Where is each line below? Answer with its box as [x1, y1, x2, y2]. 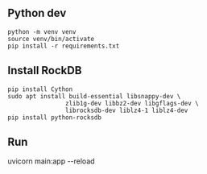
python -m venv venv [7, 27, 77, 35]
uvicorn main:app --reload [7, 156, 95, 166]
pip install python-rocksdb [7, 113, 102, 122]
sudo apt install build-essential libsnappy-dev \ [7, 92, 181, 100]
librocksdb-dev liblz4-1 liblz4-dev [64, 106, 188, 114]
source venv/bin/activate [7, 35, 94, 43]
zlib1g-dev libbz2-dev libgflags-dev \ [64, 99, 199, 107]
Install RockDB [7, 64, 82, 77]
